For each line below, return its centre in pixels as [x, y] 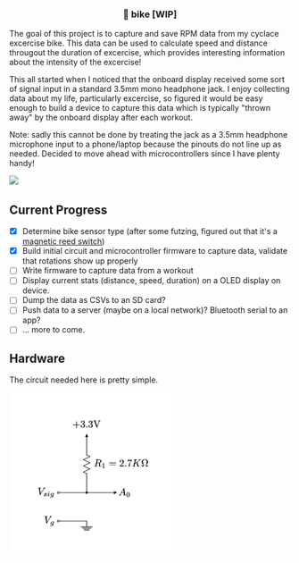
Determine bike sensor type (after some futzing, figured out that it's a [150, 231]
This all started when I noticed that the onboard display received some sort [147, 80]
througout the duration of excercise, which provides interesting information [147, 53]
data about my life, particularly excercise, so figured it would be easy [136, 98]
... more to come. [54, 330]
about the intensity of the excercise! [75, 63]
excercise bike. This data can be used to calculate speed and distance [138, 43]
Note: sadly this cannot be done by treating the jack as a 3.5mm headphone [149, 135]
